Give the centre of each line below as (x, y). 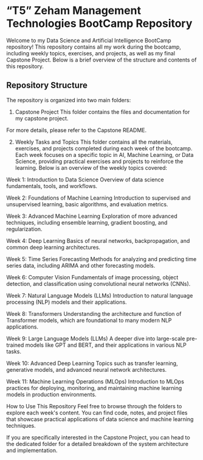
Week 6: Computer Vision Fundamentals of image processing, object (92, 277)
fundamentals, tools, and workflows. (52, 186)
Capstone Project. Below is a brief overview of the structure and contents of (101, 60)
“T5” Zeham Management (74, 11)
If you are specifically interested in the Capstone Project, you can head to (98, 437)
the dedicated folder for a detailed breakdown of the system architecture (97, 444)
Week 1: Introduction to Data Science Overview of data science (85, 179)
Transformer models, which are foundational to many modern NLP (89, 320)
